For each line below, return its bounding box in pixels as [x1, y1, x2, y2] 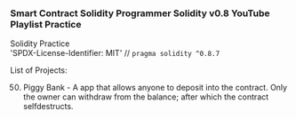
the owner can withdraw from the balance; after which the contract [22, 91, 269, 102]
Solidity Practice [10, 38, 70, 49]
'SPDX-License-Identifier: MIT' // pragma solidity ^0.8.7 [10, 48, 220, 59]
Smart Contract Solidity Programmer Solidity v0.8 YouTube [10, 7, 270, 20]
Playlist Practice [10, 18, 82, 30]
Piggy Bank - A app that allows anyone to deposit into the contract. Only [22, 83, 288, 93]
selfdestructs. [22, 101, 74, 112]
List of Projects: [10, 65, 68, 75]
